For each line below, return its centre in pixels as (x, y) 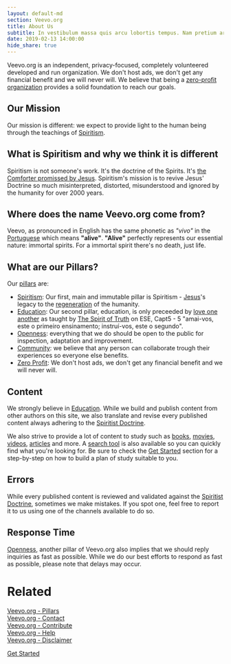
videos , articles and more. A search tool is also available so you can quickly (114, 444)
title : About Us (30, 26)
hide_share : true (32, 45)
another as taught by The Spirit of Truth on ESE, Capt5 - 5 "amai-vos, (115, 319)
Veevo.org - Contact (36, 618)
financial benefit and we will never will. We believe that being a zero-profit (112, 79)
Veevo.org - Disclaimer (40, 640)
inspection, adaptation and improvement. (75, 341)
